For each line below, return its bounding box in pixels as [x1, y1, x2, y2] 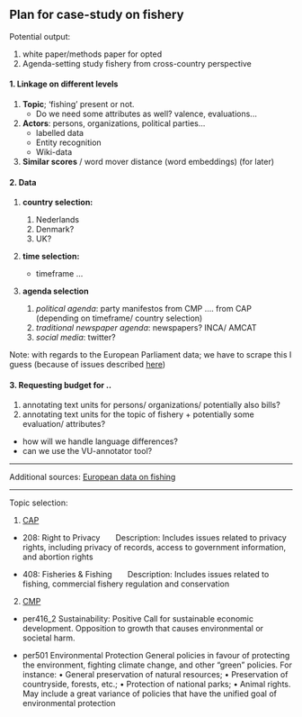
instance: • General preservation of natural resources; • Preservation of [22, 669, 289, 680]
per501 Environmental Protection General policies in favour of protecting [22, 650, 290, 661]
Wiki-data [35, 147, 73, 158]
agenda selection [22, 286, 89, 296]
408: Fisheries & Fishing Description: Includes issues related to [22, 569, 270, 580]
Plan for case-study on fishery [9, 7, 184, 23]
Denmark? [35, 224, 75, 235]
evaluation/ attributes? [22, 419, 106, 430]
